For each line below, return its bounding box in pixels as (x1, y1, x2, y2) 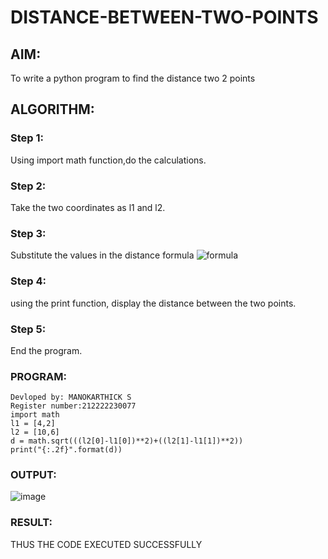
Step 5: (10, 322, 47, 336)
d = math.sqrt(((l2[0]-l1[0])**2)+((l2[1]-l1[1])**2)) (10, 436, 244, 446)
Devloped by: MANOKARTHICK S (10, 392, 132, 403)
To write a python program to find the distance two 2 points (10, 72, 256, 84)
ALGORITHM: (10, 101, 95, 118)
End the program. (10, 344, 83, 356)
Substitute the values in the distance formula (10, 249, 195, 261)
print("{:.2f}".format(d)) (10, 445, 123, 455)
